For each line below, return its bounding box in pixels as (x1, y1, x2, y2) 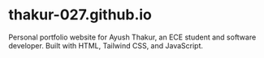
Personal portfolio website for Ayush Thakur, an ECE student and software (8, 32, 257, 42)
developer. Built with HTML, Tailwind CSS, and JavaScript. (8, 40, 204, 50)
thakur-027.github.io (8, 6, 153, 24)
